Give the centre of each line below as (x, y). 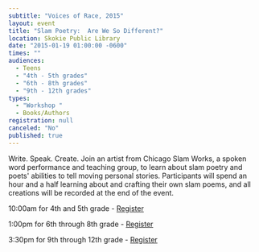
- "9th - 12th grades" (53, 91)
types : (19, 98)
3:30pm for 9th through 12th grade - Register (83, 239)
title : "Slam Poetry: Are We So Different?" (86, 31)
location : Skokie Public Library (64, 38)
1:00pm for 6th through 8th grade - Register (81, 224)
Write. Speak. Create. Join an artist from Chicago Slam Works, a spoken (127, 159)
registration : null (41, 121)
